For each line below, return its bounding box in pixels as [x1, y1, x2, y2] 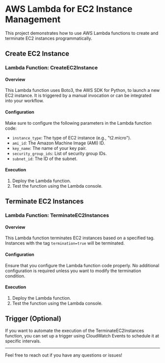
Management [5, 14, 61, 25]
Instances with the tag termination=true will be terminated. [5, 240, 125, 246]
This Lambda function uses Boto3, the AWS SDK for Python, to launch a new [5, 87, 160, 93]
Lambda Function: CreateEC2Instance [5, 64, 98, 71]
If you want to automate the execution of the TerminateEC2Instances [5, 328, 144, 334]
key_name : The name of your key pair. [12, 145, 87, 151]
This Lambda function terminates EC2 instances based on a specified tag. [5, 235, 155, 241]
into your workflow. [5, 98, 44, 104]
